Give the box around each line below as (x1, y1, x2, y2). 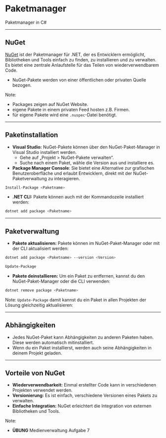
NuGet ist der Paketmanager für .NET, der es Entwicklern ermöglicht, (5, 51, 146, 57)
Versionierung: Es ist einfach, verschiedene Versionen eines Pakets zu (12, 392, 158, 398)
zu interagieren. (47, 175, 80, 181)
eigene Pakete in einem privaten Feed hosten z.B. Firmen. (12, 106, 130, 112)
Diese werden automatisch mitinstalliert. (12, 340, 94, 345)
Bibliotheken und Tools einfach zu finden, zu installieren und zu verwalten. (5, 56, 157, 62)
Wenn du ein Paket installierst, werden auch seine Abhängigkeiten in (12, 344, 152, 350)
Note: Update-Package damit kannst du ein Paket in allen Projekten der (5, 296, 147, 302)
